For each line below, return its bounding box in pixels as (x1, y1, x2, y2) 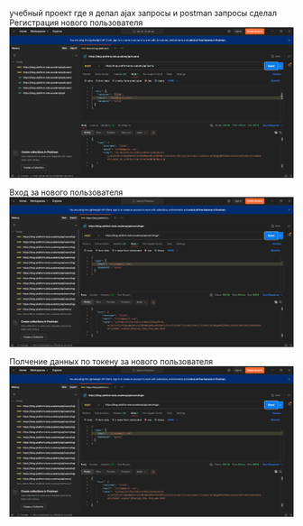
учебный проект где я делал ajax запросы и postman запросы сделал (9, 8, 278, 18)
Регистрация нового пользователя (9, 17, 143, 28)
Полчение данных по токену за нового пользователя (9, 356, 214, 367)
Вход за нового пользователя (9, 187, 124, 198)
